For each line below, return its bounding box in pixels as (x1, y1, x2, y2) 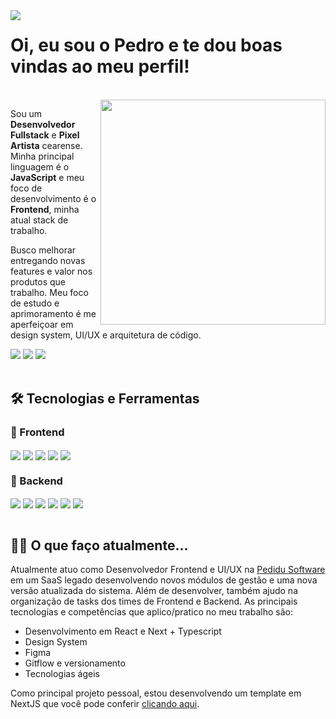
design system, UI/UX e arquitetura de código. (10, 329, 202, 341)
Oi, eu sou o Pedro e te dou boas (10, 34, 283, 57)
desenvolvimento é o (10, 192, 97, 204)
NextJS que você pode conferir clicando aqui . (10, 698, 200, 710)
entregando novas (10, 254, 86, 266)
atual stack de (10, 214, 69, 226)
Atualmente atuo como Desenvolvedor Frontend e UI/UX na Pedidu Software (10, 564, 326, 576)
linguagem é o (10, 160, 70, 173)
